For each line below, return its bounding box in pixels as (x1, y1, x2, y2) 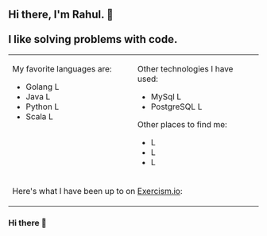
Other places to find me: (137, 118, 228, 130)
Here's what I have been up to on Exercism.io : (12, 185, 183, 196)
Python (25, 101, 53, 112)
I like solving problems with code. (8, 33, 178, 46)
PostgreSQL (150, 101, 196, 112)
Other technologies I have (137, 63, 234, 74)
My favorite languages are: (12, 63, 113, 74)
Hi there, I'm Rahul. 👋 (8, 8, 114, 21)
